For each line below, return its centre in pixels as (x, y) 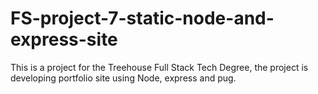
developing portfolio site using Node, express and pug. (123, 78)
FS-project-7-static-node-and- (142, 18)
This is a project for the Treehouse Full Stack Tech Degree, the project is (159, 67)
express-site (64, 39)
